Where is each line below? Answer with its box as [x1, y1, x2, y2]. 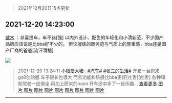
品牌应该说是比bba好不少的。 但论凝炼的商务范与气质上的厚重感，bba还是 [5, 40, 162, 47]
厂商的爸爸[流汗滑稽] [9, 47, 54, 53]
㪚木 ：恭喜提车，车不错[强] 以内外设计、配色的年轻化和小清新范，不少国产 [5, 34, 164, 40]
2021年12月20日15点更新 [17, 5, 70, 11]
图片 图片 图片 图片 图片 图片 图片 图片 [24, 87, 105, 93]
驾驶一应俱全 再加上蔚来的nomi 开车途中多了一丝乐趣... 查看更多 [22, 80, 158, 87]
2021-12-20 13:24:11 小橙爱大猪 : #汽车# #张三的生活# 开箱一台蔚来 [17, 68, 160, 74]
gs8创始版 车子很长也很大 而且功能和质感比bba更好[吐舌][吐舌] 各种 [17, 74, 161, 80]
